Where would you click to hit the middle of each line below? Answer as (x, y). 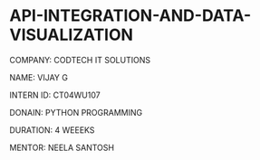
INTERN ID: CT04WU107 (55, 95)
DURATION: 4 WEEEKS (52, 130)
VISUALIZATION (72, 35)
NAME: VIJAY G (39, 77)
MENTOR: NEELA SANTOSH (62, 147)
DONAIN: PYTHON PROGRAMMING (76, 112)
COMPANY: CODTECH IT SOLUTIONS (80, 60)
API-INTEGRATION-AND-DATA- (130, 16)
